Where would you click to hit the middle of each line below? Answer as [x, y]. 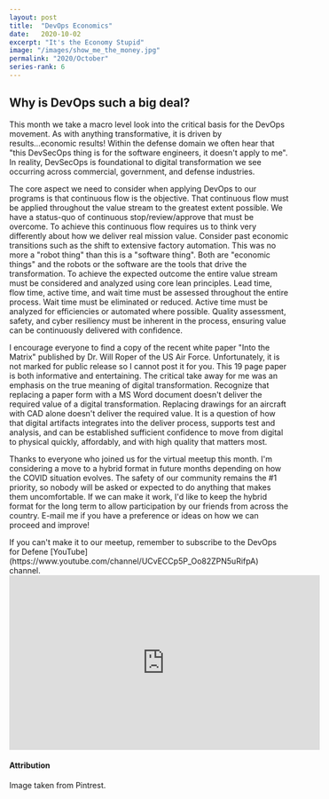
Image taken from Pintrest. [58, 785]
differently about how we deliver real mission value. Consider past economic [149, 235]
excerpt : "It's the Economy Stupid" [77, 42]
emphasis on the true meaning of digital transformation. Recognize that [139, 385]
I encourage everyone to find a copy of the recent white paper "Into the [140, 347]
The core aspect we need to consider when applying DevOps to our [133, 188]
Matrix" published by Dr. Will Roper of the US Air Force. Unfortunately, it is [145, 357]
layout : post [33, 17]
